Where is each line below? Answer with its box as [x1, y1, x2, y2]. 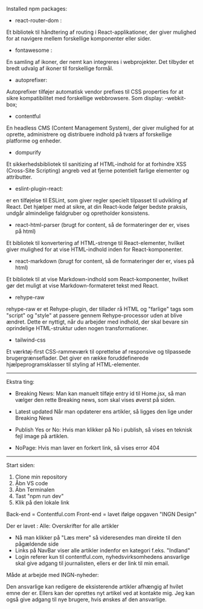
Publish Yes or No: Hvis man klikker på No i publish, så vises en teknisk [14, 426, 192, 433]
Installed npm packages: [6, 5, 68, 12]
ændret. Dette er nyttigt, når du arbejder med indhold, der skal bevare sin [6, 318, 188, 325]
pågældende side [14, 540, 59, 547]
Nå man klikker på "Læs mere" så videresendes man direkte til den [14, 534, 181, 541]
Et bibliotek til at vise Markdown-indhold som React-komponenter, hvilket [6, 276, 188, 282]
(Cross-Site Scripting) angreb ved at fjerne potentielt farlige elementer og [6, 167, 189, 174]
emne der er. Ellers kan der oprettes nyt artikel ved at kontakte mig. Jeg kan [6, 590, 195, 596]
